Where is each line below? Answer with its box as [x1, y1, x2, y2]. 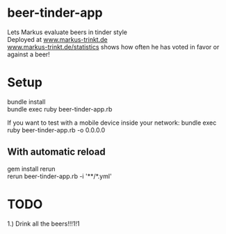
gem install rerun [7, 164, 56, 173]
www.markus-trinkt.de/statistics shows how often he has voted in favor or [7, 42, 220, 51]
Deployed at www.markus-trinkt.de [7, 35, 108, 43]
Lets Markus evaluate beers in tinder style [7, 28, 127, 36]
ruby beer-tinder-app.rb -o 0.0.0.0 [7, 125, 106, 134]
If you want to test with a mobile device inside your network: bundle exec [7, 118, 217, 127]
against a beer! [7, 50, 50, 58]
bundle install [7, 97, 46, 106]
